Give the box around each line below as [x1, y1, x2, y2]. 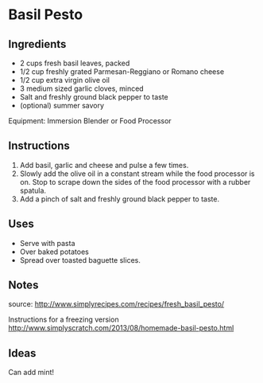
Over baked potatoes [19, 247, 89, 256]
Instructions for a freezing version [8, 315, 119, 324]
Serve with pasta [19, 238, 75, 248]
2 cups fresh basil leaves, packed [19, 58, 130, 68]
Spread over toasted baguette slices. [19, 255, 141, 264]
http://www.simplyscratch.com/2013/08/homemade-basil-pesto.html [8, 323, 234, 333]
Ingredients [8, 37, 67, 51]
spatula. [19, 186, 46, 195]
